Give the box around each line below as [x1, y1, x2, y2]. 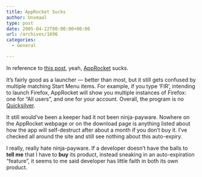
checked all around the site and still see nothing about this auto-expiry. [6, 132, 183, 140]
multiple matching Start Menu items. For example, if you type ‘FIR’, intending [6, 82, 196, 89]
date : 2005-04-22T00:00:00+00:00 [6, 25, 90, 32]
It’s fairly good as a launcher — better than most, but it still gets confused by [6, 76, 196, 83]
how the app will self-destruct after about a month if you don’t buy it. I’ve [6, 126, 188, 134]
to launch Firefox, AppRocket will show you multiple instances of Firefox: [6, 89, 187, 96]
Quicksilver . [6, 101, 36, 109]
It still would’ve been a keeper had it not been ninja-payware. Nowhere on [6, 113, 190, 121]
